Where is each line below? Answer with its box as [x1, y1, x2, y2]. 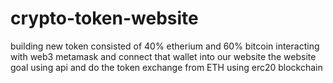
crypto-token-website [10, 7, 199, 30]
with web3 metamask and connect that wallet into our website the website [10, 50, 317, 62]
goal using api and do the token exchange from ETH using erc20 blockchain [10, 61, 323, 73]
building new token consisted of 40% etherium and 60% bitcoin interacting [10, 40, 320, 52]
